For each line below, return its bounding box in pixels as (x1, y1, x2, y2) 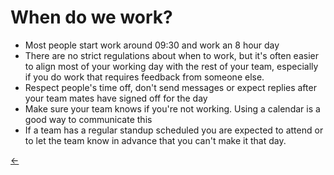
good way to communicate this (24, 113, 153, 125)
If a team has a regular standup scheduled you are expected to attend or (24, 124, 324, 136)
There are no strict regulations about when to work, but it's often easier (24, 49, 319, 61)
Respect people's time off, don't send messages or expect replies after (24, 81, 317, 93)
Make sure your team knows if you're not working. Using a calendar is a (24, 102, 321, 115)
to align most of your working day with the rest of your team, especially (24, 60, 319, 72)
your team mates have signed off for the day (24, 92, 208, 104)
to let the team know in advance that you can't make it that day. (24, 134, 287, 146)
